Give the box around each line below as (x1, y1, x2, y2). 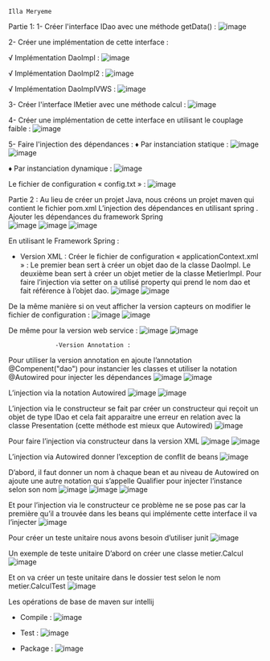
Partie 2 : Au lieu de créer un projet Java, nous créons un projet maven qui (8, 195, 255, 204)
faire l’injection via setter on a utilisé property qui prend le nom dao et (19, 278, 251, 287)
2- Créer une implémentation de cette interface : (8, 37, 169, 47)
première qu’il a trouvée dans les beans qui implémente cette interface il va (8, 509, 257, 518)
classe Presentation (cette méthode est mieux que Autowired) (8, 421, 213, 430)
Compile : (19, 613, 52, 622)
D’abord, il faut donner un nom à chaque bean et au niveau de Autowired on (8, 468, 260, 477)
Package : (19, 644, 54, 653)
